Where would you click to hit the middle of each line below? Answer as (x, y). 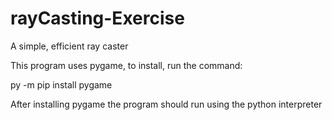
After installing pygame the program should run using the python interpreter (166, 104)
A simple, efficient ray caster (69, 46)
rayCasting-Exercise (97, 18)
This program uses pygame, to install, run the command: (126, 65)
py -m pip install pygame (61, 84)
